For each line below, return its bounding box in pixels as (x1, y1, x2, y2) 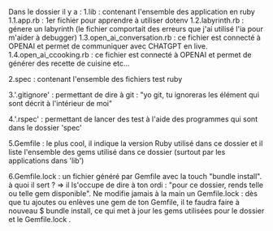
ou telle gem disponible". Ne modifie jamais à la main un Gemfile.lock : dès (8, 189, 258, 198)
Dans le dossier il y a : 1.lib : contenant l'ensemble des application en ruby (8, 7, 256, 16)
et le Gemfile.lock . (8, 215, 71, 224)
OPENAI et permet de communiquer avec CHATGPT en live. (8, 41, 208, 51)
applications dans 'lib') (8, 156, 84, 165)
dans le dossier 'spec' (8, 123, 83, 132)
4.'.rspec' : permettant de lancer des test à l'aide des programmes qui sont (8, 114, 258, 124)
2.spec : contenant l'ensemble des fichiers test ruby (8, 75, 183, 83)
